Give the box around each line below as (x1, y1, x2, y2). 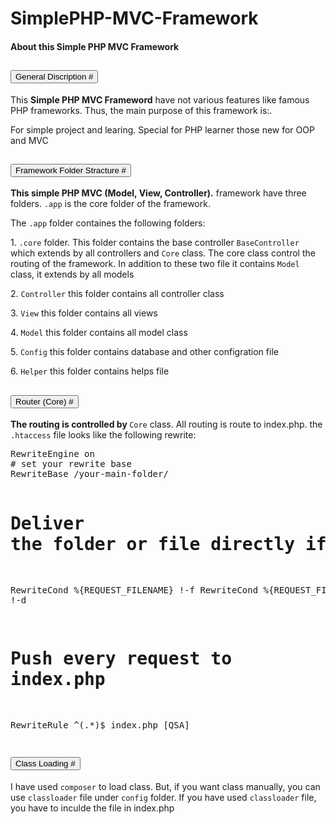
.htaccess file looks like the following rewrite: (10, 429, 197, 441)
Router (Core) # (15, 396, 74, 407)
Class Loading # (15, 758, 76, 769)
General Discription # (15, 72, 94, 82)
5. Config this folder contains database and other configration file (10, 346, 279, 358)
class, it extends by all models (10, 268, 135, 281)
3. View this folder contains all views (10, 307, 158, 319)
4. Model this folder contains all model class (10, 327, 188, 339)
